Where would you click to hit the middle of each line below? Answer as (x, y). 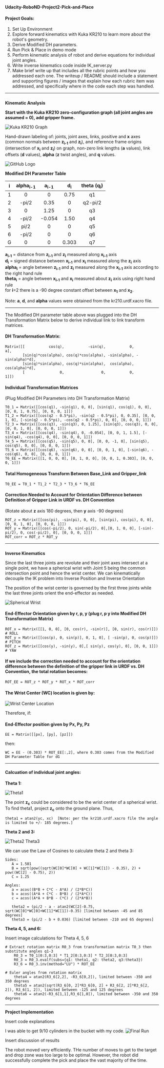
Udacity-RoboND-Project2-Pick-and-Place (50, 7)
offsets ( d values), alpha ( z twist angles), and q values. (61, 154)
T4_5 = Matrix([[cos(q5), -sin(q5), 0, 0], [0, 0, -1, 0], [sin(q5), (77, 442)
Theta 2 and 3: (20, 832)
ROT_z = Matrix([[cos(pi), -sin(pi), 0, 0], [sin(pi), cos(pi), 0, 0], (79, 520)
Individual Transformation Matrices (42, 387)
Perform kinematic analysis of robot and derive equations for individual (83, 55)
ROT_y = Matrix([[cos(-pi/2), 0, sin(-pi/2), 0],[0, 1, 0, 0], (71, 528)
